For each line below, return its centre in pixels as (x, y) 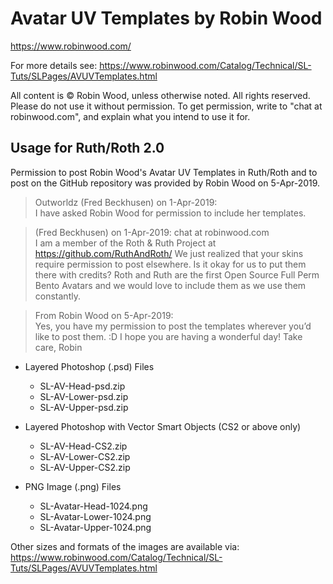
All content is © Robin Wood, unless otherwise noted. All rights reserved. (160, 95)
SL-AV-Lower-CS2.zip (85, 456)
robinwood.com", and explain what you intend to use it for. (130, 116)
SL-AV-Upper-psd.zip (84, 407)
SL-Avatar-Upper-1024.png (95, 527)
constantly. (57, 296)
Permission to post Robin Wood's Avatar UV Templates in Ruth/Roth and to (164, 172)
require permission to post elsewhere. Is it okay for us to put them (170, 264)
